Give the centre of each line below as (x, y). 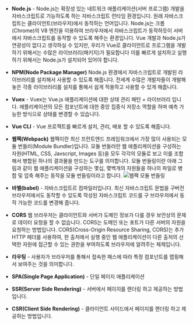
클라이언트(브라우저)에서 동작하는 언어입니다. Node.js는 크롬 (96, 23)
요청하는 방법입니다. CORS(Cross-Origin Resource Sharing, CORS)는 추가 (98, 230)
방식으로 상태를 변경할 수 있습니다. (62, 114)
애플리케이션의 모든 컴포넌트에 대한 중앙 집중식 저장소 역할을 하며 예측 (99, 107)
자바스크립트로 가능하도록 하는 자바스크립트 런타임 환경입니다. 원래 (87, 16)
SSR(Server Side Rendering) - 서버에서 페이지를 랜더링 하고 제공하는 (92, 289)
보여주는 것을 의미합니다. (46, 264)
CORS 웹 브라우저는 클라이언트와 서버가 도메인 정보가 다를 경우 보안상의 (94, 215)
